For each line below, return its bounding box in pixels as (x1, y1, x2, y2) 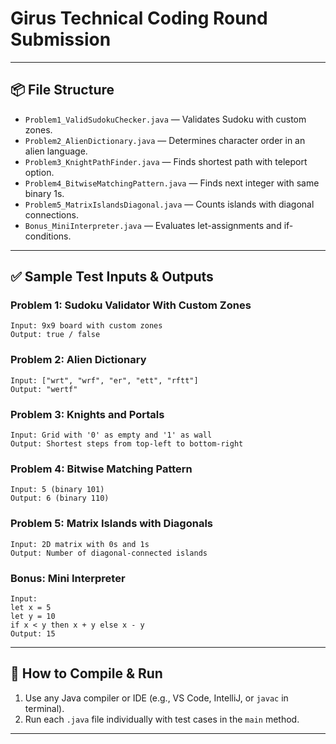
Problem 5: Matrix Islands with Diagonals (10, 517, 214, 531)
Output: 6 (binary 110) (10, 493, 110, 504)
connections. (24, 208, 79, 221)
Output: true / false (10, 330, 101, 340)
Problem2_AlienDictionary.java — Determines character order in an (24, 134, 306, 146)
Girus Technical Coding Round (10, 7, 268, 30)
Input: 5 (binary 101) (10, 485, 105, 495)
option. (24, 166, 55, 178)
